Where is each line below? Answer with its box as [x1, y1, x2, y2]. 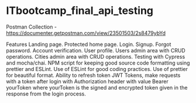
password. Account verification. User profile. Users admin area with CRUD [6, 47, 185, 54]
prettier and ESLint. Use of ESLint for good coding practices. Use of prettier [6, 65, 188, 72]
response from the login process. [6, 90, 87, 97]
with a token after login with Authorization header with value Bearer [6, 77, 169, 85]
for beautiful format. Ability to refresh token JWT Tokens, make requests [6, 72, 181, 79]
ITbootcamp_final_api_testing [6, 4, 154, 17]
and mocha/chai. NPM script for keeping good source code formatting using [6, 59, 190, 66]
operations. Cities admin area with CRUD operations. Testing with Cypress [6, 53, 185, 60]
